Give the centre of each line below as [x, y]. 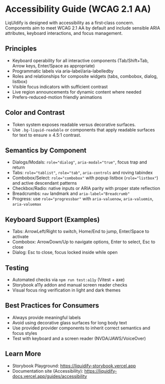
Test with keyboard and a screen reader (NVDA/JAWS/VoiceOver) [79, 338]
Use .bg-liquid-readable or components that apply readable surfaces [83, 129]
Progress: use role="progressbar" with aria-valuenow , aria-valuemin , [83, 199]
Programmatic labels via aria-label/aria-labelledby [63, 71]
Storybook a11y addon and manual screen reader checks [70, 285]
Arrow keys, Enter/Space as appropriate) [53, 65]
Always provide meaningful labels [47, 317]
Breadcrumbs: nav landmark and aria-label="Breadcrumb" [71, 193]
